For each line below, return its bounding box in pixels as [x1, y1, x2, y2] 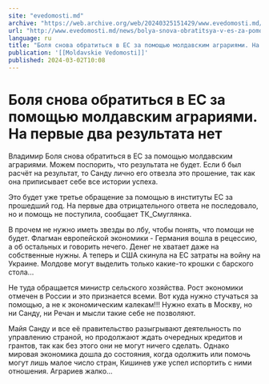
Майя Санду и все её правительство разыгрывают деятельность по [8, 323, 242, 333]
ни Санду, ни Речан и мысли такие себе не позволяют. [8, 308, 196, 318]
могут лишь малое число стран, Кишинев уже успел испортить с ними [8, 358, 252, 367]
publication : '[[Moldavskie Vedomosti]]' [8, 49, 149, 57]
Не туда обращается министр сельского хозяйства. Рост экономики [8, 282, 243, 292]
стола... [8, 267, 34, 277]
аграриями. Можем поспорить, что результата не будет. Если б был [8, 159, 242, 169]
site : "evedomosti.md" [8, 11, 84, 20]
